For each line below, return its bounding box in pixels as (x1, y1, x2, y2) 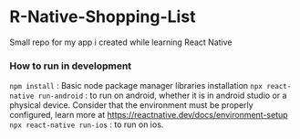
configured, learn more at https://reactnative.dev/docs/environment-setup (9, 110, 289, 121)
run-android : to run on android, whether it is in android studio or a (37, 90, 287, 102)
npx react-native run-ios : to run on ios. (9, 119, 164, 130)
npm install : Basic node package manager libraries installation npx (9, 80, 263, 91)
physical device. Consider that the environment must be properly (9, 100, 253, 111)
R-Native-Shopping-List (9, 6, 196, 27)
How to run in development (9, 59, 132, 72)
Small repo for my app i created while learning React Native (9, 37, 233, 48)
